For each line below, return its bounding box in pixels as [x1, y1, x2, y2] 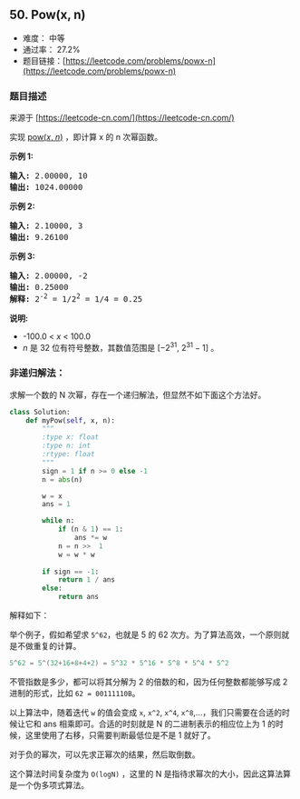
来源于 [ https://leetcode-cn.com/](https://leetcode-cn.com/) [9, 113, 235, 124]
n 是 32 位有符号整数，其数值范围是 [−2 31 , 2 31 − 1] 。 [22, 340, 219, 353]
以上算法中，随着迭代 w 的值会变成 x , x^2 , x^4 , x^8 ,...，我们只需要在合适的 [9, 706, 283, 717]
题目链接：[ [22, 55, 66, 66]
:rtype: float [42, 450, 95, 459]
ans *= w [73, 534, 107, 543]
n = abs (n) [42, 474, 83, 484]
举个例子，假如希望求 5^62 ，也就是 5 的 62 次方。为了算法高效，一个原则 [9, 629, 282, 640]
